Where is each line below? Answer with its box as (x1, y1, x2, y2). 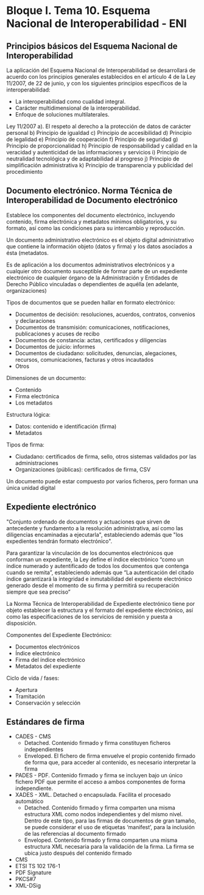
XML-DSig (15, 882, 41, 890)
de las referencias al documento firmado (24, 830, 127, 838)
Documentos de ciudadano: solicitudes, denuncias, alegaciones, (15, 349, 177, 357)
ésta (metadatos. (6, 249, 49, 256)
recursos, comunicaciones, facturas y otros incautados (15, 356, 154, 363)
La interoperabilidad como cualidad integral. (15, 98, 126, 105)
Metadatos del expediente (15, 663, 81, 670)
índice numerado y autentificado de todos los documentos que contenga (6, 562, 189, 569)
